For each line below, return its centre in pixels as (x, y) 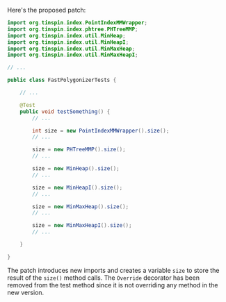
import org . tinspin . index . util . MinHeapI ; (68, 42)
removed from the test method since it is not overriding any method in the (113, 285)
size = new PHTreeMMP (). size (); (79, 150)
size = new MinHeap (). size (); (76, 169)
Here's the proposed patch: (47, 10)
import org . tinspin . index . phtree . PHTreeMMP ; (73, 29)
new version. (26, 292)
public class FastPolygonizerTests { (62, 80)
